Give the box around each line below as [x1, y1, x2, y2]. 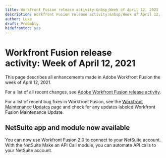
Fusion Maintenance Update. [5, 109, 64, 115]
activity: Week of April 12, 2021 [5, 58, 136, 69]
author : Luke [5, 16, 32, 21]
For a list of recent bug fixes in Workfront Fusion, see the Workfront [5, 99, 143, 105]
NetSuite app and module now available [5, 124, 130, 132]
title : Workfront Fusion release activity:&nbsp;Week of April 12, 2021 [5, 7, 159, 12]
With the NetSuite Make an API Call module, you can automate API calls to [5, 142, 156, 148]
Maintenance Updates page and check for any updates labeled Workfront [5, 104, 156, 110]
